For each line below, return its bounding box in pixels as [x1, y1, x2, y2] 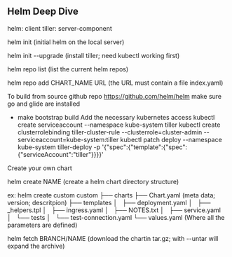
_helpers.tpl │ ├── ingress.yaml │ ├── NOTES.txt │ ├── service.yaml [7, 206, 221, 214]
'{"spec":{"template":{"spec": [102, 143, 188, 151]
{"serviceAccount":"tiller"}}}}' [17, 150, 104, 158]
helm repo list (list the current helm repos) [7, 64, 129, 73]
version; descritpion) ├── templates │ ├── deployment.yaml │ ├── [7, 198, 211, 207]
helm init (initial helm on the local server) [7, 38, 125, 46]
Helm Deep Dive [7, 6, 79, 18]
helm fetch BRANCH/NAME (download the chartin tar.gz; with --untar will [7, 234, 219, 242]
